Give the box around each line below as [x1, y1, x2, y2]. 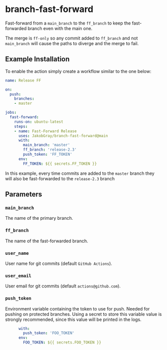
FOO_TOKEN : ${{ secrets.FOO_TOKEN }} [23, 340, 101, 345]
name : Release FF [5, 78, 41, 83]
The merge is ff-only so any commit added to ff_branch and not [5, 35, 138, 41]
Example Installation [5, 55, 70, 64]
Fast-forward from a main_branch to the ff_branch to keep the [5, 20, 131, 26]
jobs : [5, 110, 16, 115]
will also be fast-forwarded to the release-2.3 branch [5, 175, 115, 181]
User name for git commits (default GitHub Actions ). [5, 260, 112, 266]
